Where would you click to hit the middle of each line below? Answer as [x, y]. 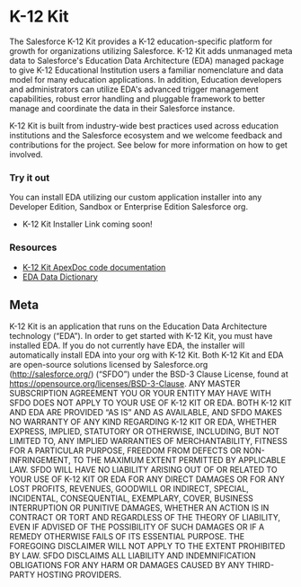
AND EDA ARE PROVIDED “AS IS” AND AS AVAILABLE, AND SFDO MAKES [146, 413]
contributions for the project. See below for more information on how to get [148, 145]
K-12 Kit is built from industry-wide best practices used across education [144, 125]
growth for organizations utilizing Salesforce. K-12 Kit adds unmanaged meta [151, 50]
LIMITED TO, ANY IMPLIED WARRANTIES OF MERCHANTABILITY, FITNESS [148, 441]
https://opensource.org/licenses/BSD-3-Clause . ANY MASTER [125, 384]
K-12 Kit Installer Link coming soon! [87, 224]
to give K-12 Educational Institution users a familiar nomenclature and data [146, 70]
